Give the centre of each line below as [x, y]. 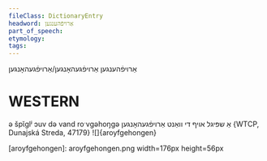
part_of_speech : [36, 31]
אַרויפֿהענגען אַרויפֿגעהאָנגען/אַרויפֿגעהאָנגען [73, 69]
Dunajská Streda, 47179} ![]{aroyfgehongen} [82, 133]
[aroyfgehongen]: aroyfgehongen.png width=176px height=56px [116, 148]
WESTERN [44, 102]
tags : [17, 46]
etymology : [27, 38]
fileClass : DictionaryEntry [56, 16]
